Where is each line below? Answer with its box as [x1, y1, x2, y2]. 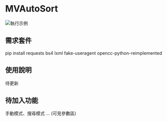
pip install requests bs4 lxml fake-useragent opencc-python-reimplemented [5, 50, 162, 56]
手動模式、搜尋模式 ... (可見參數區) [5, 110, 77, 116]
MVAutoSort [5, 3, 58, 15]
